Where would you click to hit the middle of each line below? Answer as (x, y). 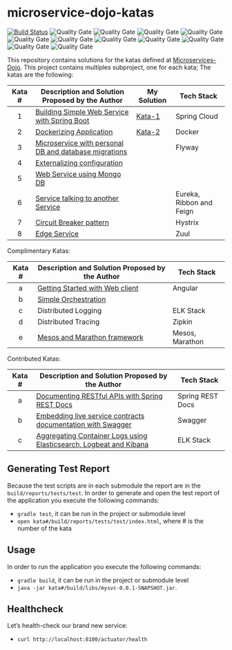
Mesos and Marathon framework (90, 337)
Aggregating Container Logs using (92, 435)
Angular (185, 288)
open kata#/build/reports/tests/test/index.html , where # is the (110, 521)
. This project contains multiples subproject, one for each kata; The (116, 67)
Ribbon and (194, 202)
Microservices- (194, 59)
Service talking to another (77, 198)
